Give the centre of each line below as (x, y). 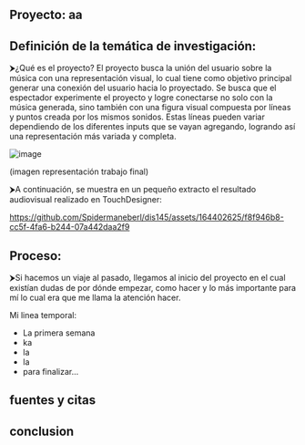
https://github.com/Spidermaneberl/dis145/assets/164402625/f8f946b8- (147, 217)
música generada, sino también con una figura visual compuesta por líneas (150, 108)
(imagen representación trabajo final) (79, 171)
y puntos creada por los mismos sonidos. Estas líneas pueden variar (137, 117)
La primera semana (59, 333)
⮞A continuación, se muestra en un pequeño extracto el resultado (133, 190)
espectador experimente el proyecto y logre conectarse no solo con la (141, 98)
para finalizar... (51, 372)
